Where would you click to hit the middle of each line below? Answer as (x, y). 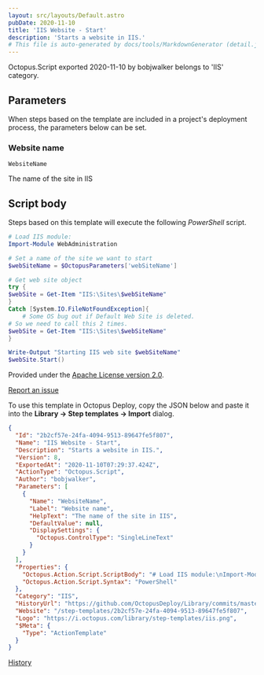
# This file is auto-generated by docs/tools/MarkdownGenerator (115, 45)
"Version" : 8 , (38, 457)
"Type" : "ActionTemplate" (65, 633)
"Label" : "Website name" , (71, 508)
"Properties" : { (42, 567)
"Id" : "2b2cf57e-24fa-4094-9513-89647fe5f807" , (95, 436)
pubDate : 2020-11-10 (42, 23)
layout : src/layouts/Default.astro (66, 15)
